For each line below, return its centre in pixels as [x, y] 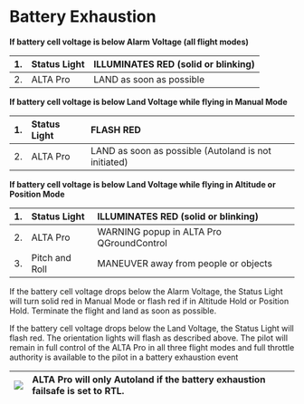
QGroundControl [132, 243]
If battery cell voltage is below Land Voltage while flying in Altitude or [142, 184]
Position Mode [37, 194]
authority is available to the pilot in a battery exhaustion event [124, 357]
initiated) [109, 162]
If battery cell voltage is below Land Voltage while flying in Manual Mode [148, 101]
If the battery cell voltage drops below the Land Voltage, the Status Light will [152, 328]
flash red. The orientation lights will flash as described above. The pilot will [148, 338]
